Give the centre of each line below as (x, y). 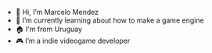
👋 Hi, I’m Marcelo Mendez (57, 12)
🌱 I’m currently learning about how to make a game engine (110, 20)
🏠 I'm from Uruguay (49, 29)
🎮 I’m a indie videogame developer (73, 41)
